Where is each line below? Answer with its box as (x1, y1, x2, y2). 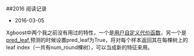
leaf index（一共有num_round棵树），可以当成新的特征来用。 (6, 44, 153, 51)
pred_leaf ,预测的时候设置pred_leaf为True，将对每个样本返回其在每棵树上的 (6, 37, 189, 43)
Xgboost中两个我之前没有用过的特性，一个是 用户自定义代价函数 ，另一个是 (6, 29, 187, 36)
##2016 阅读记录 (6, 5, 47, 12)
